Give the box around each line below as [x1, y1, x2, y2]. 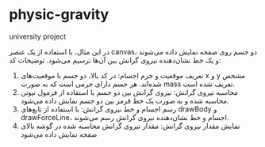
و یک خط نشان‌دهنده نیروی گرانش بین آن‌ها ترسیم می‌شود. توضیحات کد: [9, 55, 221, 65]
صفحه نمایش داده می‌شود [20, 129, 98, 139]
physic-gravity [9, 6, 109, 24]
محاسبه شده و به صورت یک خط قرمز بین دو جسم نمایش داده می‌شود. [20, 96, 229, 105]
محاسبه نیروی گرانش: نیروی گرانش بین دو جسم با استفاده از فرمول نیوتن [20, 87, 239, 96]
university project [9, 32, 67, 41]
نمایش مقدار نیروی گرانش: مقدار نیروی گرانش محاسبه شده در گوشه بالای [20, 121, 240, 130]
